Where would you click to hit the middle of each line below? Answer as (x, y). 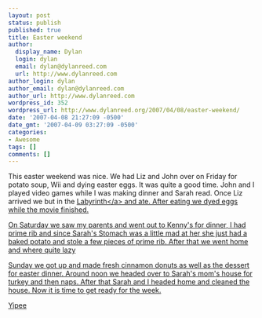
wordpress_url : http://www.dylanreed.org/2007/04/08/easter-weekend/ (124, 111)
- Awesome (24, 139)
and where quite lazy (42, 250)
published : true (35, 30)
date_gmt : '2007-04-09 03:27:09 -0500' (73, 125)
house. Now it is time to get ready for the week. (85, 291)
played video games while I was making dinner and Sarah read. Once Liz (126, 193)
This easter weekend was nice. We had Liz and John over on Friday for (123, 177)
